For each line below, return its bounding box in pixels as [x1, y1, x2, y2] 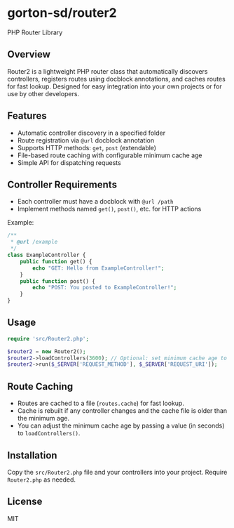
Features [7, 110, 47, 122]
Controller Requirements [7, 178, 118, 190]
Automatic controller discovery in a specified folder [17, 128, 166, 137]
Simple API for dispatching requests [17, 158, 121, 166]
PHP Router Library [7, 28, 63, 37]
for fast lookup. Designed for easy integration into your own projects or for [7, 82, 222, 91]
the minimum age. [17, 414, 70, 423]
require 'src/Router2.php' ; [7, 335, 90, 342]
